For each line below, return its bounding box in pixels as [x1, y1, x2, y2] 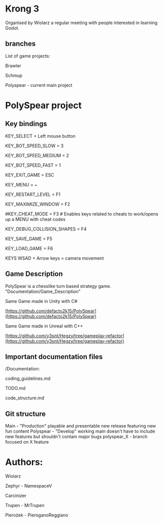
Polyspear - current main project [5, 82, 73, 88]
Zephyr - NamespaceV [5, 483, 52, 489]
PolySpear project [5, 99, 82, 111]
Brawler [5, 62, 22, 68]
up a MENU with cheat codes [5, 216, 66, 222]
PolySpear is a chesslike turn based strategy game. [5, 283, 111, 289]
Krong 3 [5, 3, 39, 15]
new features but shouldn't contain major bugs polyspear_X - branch [5, 434, 148, 440]
